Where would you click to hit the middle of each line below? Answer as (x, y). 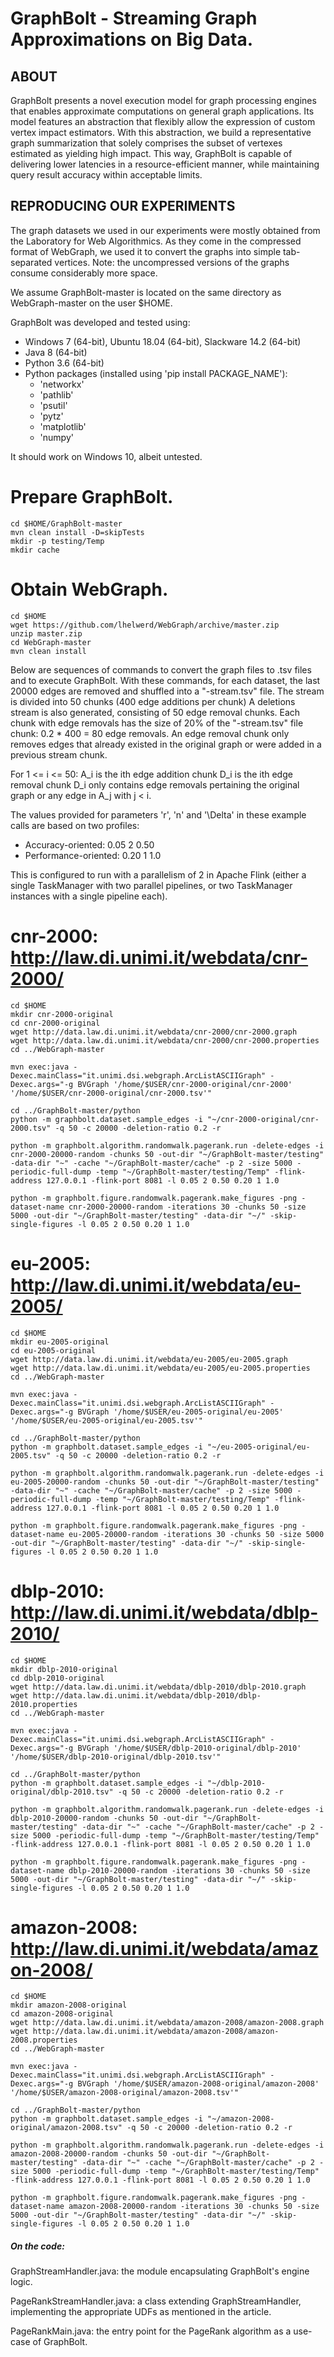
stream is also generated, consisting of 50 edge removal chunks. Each (155, 712)
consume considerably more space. (84, 273)
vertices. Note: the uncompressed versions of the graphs (172, 262)
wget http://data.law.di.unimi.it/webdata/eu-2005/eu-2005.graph (149, 1359)
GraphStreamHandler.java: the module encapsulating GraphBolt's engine (160, 2271)
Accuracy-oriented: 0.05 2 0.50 (89, 844)
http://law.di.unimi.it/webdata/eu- (156, 1284)
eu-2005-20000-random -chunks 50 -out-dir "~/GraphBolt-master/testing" (165, 1482)
